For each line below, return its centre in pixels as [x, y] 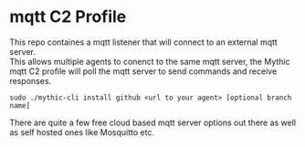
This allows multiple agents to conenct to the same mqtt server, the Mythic [150, 61]
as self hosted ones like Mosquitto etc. [82, 132]
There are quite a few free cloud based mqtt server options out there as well [153, 122]
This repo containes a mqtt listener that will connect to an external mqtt [144, 42]
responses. [31, 80]
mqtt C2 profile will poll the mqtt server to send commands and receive [143, 71]
